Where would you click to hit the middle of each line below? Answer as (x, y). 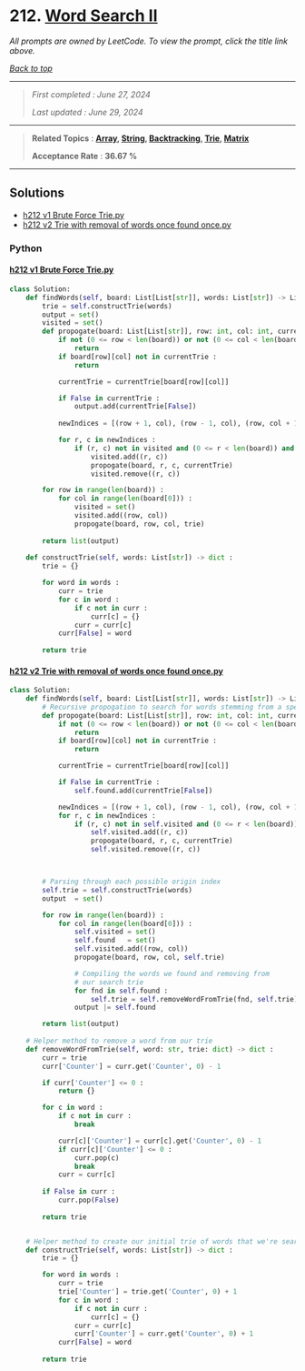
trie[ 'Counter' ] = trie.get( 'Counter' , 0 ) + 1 (148, 1292)
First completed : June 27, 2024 (91, 94)
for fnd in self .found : (121, 991)
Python (26, 248)
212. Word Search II (84, 16)
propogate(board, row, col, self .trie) (149, 958)
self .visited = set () (115, 932)
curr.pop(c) (97, 1158)
